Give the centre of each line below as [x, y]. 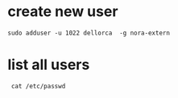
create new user [63, 12]
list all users [49, 65]
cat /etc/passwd [38, 86]
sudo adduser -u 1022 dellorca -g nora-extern [89, 33]
